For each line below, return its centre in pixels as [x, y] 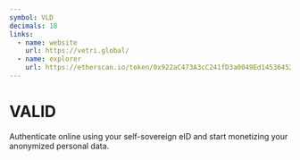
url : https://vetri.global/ [77, 51]
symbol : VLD [31, 17]
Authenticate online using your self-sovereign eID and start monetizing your [149, 136]
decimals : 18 [33, 26]
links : [21, 34]
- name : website [47, 42]
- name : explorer [50, 59]
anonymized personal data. [59, 146]
